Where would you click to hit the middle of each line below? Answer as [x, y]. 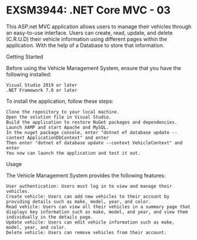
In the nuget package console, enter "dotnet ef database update [88, 132]
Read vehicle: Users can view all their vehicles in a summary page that [98, 206]
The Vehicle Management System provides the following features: [86, 175]
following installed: [29, 74]
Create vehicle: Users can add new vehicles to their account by [88, 196]
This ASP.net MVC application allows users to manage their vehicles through [99, 26]
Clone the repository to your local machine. [63, 112]
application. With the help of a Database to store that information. [85, 45]
